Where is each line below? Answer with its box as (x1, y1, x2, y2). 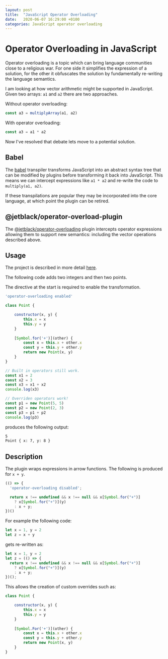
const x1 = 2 (5, 373, 33, 378)
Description (5, 452, 43, 461)
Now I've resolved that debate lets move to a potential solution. (5, 138, 136, 144)
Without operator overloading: (5, 101, 68, 107)
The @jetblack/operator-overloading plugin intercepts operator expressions (5, 226, 162, 232)
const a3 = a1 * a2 (5, 130, 46, 135)
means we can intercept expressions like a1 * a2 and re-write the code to (5, 177, 158, 183)
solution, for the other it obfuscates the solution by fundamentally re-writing (5, 71, 162, 77)
